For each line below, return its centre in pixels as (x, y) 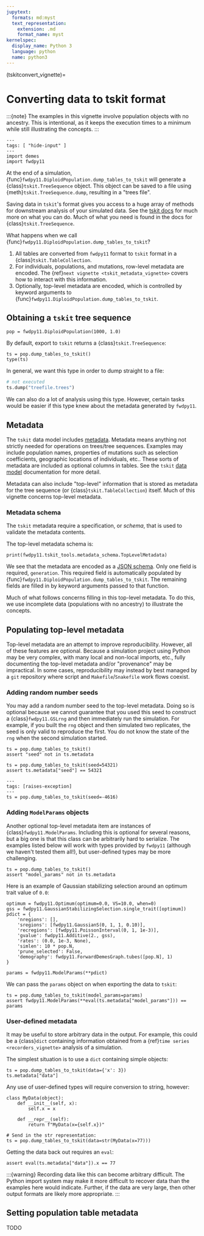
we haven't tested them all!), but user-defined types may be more (89, 852)
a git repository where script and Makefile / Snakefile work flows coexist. (98, 677)
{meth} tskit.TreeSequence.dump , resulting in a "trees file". (79, 192)
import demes (23, 156)
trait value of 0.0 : (28, 892)
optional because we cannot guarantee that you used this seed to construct (101, 712)
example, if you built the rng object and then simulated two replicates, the (98, 725)
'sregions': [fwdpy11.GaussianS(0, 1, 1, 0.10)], (82, 925)
